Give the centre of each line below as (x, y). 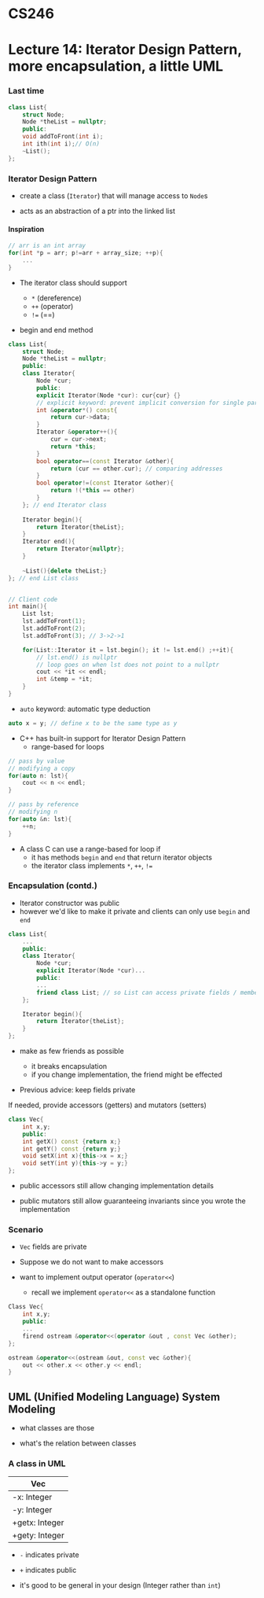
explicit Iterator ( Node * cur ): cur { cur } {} (108, 395)
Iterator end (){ (49, 542)
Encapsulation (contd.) (53, 886)
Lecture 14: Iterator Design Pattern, (125, 50)
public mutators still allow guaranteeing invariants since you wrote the (132, 1201)
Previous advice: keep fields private (77, 1090)
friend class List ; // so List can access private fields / (137, 992)
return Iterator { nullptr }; (81, 549)
